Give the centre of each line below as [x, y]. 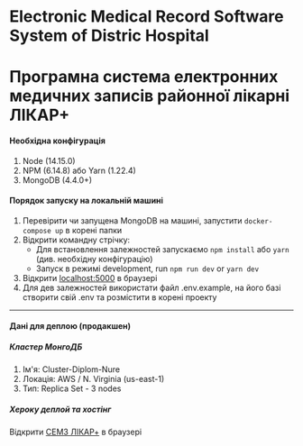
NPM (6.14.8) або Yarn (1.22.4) [79, 170]
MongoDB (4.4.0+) [57, 180]
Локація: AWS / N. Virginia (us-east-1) [93, 379]
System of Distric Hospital [109, 36]
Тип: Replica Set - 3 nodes [72, 388]
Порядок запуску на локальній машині [87, 201]
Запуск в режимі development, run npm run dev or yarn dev [147, 269]
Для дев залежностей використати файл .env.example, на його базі [151, 287]
